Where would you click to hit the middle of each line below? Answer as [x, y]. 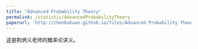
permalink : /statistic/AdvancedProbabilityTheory [68, 17]
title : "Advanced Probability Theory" [54, 12]
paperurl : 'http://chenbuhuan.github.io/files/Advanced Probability [92, 22]
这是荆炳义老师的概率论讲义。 [42, 40]
